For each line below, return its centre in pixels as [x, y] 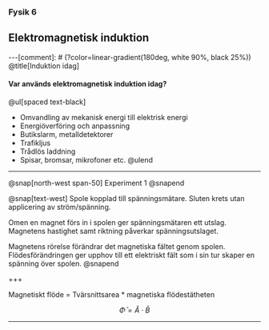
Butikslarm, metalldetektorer [66, 134]
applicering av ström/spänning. [60, 207]
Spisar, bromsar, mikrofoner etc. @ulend [86, 159]
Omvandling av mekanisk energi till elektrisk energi [104, 117]
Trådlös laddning [48, 151]
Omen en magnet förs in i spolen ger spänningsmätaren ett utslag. [117, 222]
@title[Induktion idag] [44, 66]
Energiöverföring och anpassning [75, 126]
